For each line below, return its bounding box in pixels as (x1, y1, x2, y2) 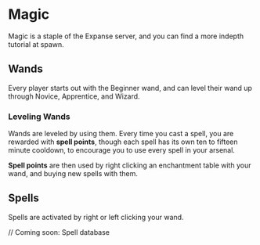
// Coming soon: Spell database (8, 227, 110, 236)
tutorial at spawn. (8, 39, 64, 49)
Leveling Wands (8, 111, 70, 122)
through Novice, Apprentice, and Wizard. (8, 92, 140, 101)
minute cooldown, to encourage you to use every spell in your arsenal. (8, 146, 235, 155)
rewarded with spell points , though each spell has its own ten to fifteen (8, 137, 238, 146)
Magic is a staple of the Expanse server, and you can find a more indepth (8, 31, 244, 41)
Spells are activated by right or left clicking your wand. (8, 212, 184, 222)
